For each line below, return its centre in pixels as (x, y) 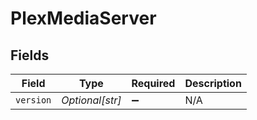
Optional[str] (91, 100)
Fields (30, 55)
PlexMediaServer (83, 18)
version (33, 100)
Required (153, 83)
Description (213, 83)
